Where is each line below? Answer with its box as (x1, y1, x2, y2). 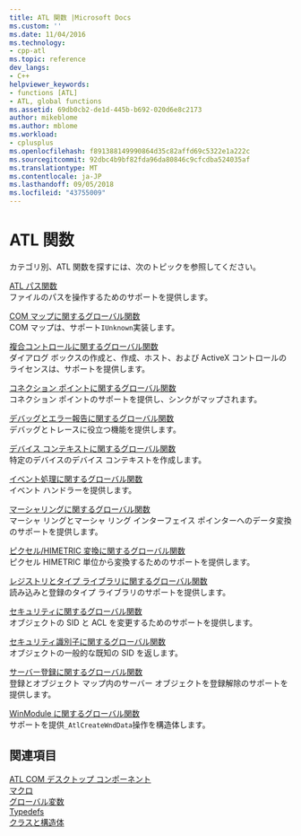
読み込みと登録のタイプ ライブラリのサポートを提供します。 (9, 586, 231, 597)
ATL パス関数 (9, 280, 58, 291)
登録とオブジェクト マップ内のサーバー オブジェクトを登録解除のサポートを (9, 677, 288, 688)
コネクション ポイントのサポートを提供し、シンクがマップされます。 (9, 393, 262, 404)
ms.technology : (9, 38, 66, 48)
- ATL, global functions (9, 96, 102, 106)
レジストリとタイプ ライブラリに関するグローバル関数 (9, 576, 208, 586)
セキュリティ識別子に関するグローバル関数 (9, 636, 167, 647)
